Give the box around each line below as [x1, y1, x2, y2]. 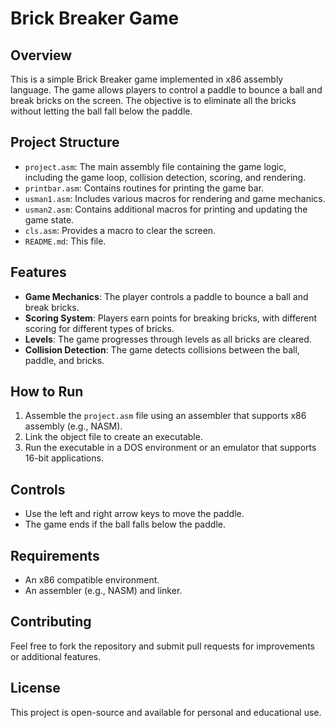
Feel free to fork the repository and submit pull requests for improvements [10, 640, 315, 652]
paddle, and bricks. [24, 354, 105, 366]
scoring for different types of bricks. [24, 322, 175, 334]
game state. [24, 213, 75, 226]
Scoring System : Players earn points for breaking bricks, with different [24, 312, 317, 324]
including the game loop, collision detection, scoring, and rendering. [24, 171, 307, 183]
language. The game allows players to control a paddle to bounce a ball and [10, 84, 323, 96]
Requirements [10, 547, 100, 564]
